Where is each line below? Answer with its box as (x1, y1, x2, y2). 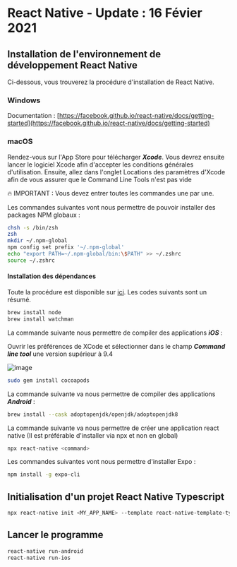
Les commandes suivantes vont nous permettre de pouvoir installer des (7, 203, 216, 211)
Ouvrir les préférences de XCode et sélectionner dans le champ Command (7, 342, 226, 350)
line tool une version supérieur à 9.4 (7, 350, 113, 358)
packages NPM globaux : (7, 210, 81, 219)
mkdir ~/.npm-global (7, 237, 68, 244)
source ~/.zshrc (7, 256, 55, 264)
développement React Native (7, 59, 138, 71)
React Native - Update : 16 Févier (7, 5, 202, 21)
